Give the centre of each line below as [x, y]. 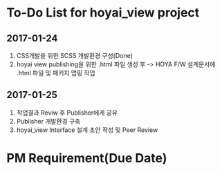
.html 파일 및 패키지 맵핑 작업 [56, 73]
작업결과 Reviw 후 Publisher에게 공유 [67, 113]
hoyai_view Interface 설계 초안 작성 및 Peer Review [87, 130]
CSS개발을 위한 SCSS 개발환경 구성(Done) [74, 56]
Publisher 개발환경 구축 [48, 121]
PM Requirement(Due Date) [87, 158]
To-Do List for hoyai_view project [103, 13]
